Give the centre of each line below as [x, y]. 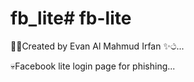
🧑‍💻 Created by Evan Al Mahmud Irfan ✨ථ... [97, 46]
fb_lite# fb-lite [71, 18]
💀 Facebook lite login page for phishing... [93, 66]
